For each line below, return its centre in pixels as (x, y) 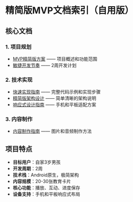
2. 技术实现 (19, 80)
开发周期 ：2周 (28, 169)
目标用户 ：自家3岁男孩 (37, 162)
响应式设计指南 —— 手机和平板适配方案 (54, 105)
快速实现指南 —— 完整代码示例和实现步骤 (57, 92)
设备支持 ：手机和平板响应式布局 (46, 194)
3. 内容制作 (19, 119)
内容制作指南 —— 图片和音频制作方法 (52, 131)
